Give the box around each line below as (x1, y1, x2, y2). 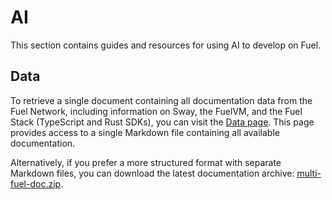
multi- (296, 167, 322, 179)
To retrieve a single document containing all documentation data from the (10, 94, 313, 106)
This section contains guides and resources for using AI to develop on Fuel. (10, 39, 322, 51)
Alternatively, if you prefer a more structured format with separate (10, 156, 282, 168)
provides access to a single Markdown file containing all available (10, 126, 280, 138)
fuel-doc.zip (10, 177, 62, 190)
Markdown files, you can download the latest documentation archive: (10, 167, 295, 179)
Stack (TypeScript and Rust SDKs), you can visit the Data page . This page (10, 116, 315, 128)
